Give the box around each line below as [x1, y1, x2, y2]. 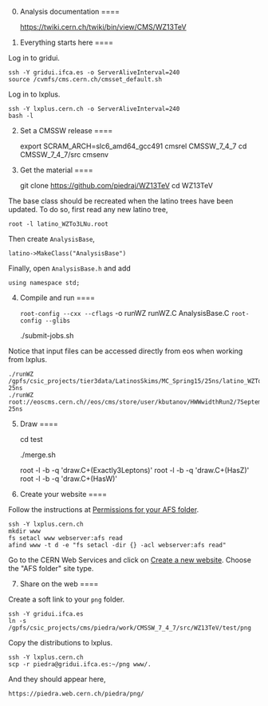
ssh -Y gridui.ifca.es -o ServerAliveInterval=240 [8, 69, 180, 77]
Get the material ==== [19, 165, 93, 175]
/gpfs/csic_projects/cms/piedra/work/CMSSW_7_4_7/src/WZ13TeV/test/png [8, 624, 251, 632]
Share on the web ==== [19, 579, 99, 589]
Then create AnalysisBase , [8, 235, 96, 243]
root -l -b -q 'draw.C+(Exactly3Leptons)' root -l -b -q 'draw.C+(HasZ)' [19, 466, 250, 475]
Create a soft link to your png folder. [8, 594, 125, 604]
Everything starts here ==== [19, 37, 114, 47]
